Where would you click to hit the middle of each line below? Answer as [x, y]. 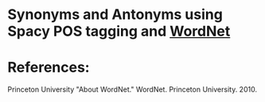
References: [49, 68]
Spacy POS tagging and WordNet [119, 31]
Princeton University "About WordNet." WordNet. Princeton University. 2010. [132, 89]
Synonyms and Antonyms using [115, 15]
